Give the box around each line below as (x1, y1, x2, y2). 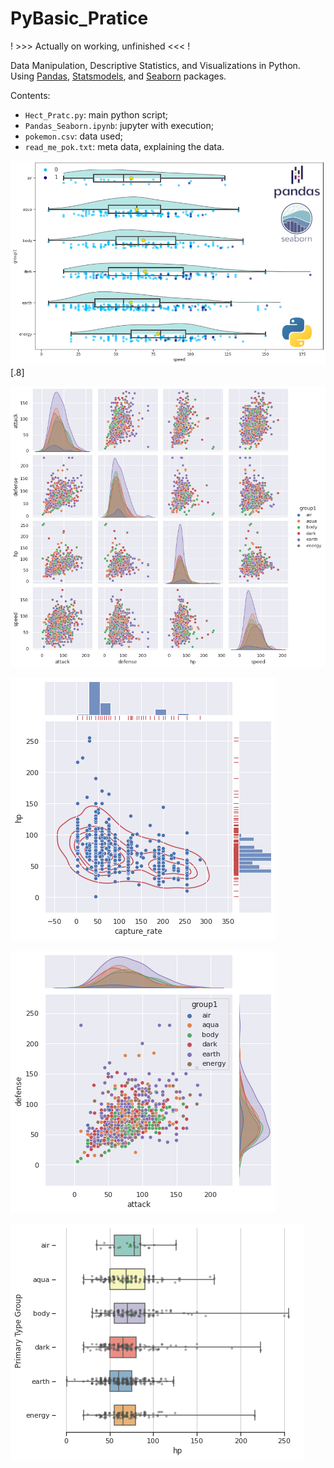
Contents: (10, 89, 51, 101)
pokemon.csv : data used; (24, 130, 124, 142)
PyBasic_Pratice (10, 7, 149, 30)
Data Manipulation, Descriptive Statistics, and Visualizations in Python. (10, 59, 301, 71)
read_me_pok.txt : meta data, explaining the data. (24, 140, 225, 152)
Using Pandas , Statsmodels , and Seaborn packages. (10, 70, 227, 82)
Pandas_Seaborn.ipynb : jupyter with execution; (24, 119, 214, 131)
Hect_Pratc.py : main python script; (24, 108, 168, 121)
